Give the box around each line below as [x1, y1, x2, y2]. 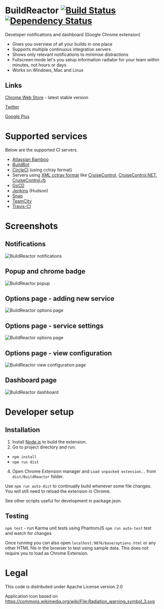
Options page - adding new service [5, 294, 115, 303]
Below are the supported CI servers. [5, 147, 78, 153]
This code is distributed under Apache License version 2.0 [5, 583, 123, 589]
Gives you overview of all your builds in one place [12, 41, 113, 47]
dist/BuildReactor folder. [12, 474, 64, 479]
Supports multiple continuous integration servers [12, 46, 111, 52]
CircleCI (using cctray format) [12, 167, 72, 173]
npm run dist [12, 459, 39, 465]
